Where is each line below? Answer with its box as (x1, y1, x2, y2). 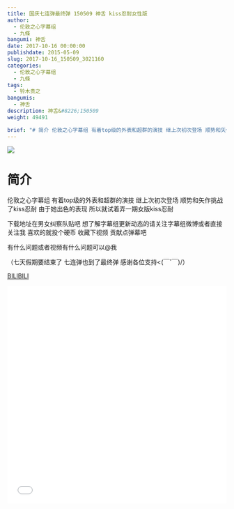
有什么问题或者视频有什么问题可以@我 (7, 243, 117, 252)
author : (7, 17, 30, 24)
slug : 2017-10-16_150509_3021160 (7, 56, 104, 63)
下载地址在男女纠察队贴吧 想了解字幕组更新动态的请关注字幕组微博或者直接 (7, 220, 223, 228)
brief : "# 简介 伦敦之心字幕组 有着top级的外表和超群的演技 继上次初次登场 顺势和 (7, 126, 221, 133)
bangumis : (7, 95, 36, 102)
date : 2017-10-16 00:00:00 (7, 43, 86, 50)
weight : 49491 (7, 114, 49, 121)
